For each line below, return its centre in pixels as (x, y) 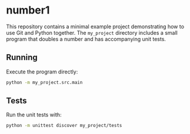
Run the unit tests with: (34, 115)
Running (22, 57)
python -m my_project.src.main (44, 82)
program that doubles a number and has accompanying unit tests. (86, 39)
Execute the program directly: (42, 72)
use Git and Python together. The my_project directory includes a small (92, 32)
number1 (28, 10)
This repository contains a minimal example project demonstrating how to (95, 26)
